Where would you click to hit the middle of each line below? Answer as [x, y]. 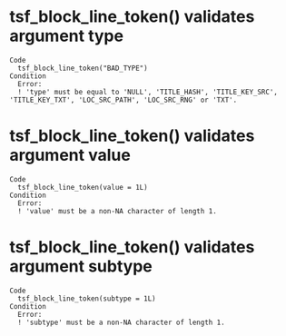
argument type [67, 36]
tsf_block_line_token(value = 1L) [83, 187]
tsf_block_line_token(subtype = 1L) [87, 298]
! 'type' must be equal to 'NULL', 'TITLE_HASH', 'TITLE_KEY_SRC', [148, 92]
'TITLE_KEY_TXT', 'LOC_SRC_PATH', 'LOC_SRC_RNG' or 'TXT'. [123, 100]
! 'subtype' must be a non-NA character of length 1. [121, 322]
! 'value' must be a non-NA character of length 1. [118, 211]
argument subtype [81, 267]
